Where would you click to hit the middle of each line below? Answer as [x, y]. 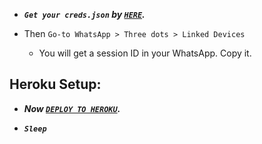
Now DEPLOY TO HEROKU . [72, 108]
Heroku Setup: [55, 84]
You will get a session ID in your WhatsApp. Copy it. [145, 53]
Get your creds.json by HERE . [84, 14]
